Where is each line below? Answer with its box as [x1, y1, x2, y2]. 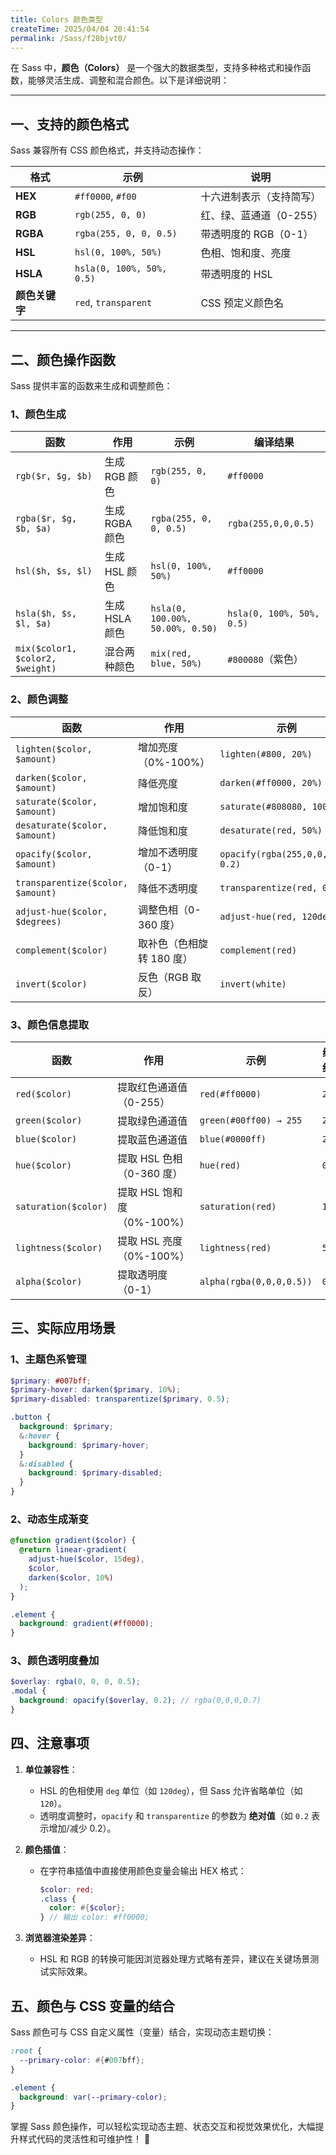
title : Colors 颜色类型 [10, 14, 103, 25]
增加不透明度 [138, 845, 199, 859]
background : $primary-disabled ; [28, 1468, 163, 1478]
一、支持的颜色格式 [10, 116, 129, 133]
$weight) [15, 663, 57, 675]
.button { [10, 1412, 52, 1423]
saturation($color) [15, 1201, 108, 1212]
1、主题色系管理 [10, 1352, 87, 1366]
